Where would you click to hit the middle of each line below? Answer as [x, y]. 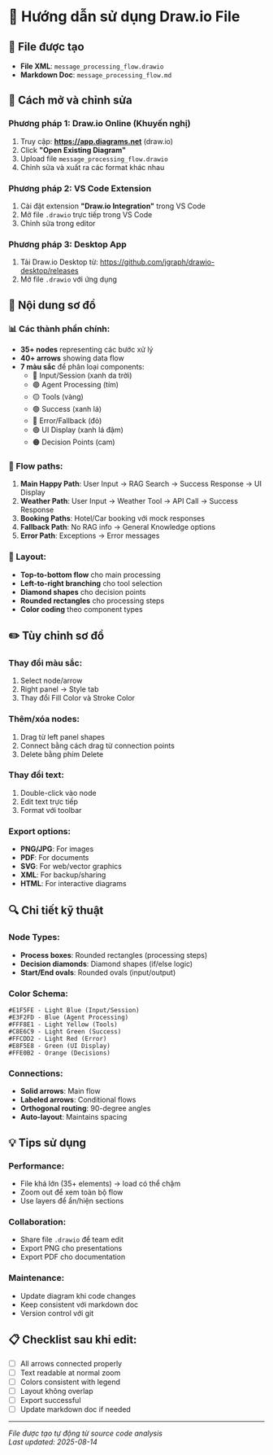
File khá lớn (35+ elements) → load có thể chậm [100, 1184]
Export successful [50, 1400]
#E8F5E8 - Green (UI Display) [60, 1046]
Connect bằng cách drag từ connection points [97, 745]
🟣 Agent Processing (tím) [76, 384]
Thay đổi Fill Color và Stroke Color [78, 698]
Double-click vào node [58, 793]
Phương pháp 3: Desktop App [68, 244]
